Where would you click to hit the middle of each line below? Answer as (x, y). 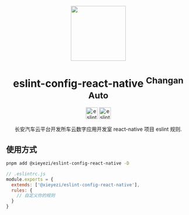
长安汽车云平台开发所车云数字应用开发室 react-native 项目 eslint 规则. (98, 129)
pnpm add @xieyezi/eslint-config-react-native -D (68, 163)
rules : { (22, 190)
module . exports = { (30, 179)
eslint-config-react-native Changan (98, 83)
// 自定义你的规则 (36, 196)
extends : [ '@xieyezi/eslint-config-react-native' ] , (76, 185)
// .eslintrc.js (26, 174)
